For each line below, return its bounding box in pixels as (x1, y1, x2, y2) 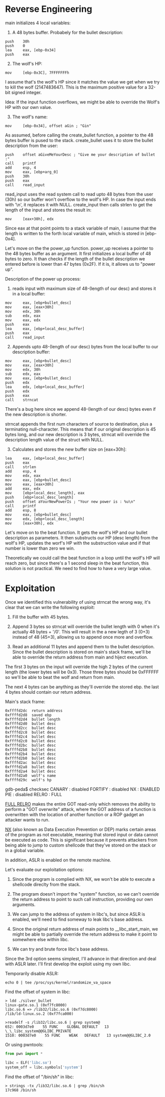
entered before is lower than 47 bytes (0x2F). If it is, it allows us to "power (5, 261, 156, 267)
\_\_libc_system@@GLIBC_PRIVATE (5, 1028, 71, 1034)
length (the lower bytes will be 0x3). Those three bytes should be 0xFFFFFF (5, 669, 159, 675)
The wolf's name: (12, 114, 48, 120)
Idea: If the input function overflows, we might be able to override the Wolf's (5, 99, 160, 105)
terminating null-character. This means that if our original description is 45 (5, 426, 156, 432)
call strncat (5, 397, 38, 402)
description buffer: (12, 349, 50, 355)
